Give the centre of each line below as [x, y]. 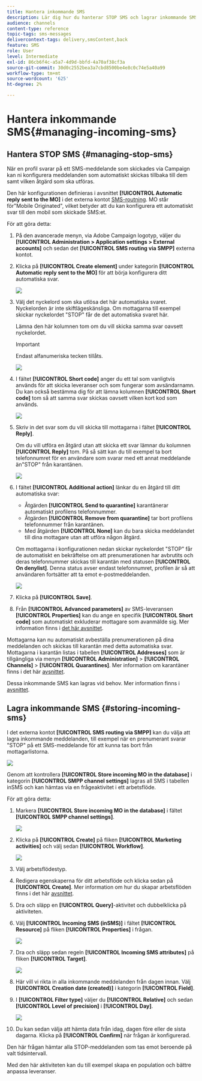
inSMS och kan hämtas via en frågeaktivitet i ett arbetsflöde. [82, 787]
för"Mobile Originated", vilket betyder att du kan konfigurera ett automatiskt [100, 206]
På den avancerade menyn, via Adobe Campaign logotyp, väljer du [98, 235]
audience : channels [31, 23]
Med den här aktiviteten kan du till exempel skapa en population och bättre [99, 1065]
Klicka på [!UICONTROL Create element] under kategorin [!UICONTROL [105, 266]
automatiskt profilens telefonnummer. [71, 512]
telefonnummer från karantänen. [64, 524]
